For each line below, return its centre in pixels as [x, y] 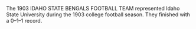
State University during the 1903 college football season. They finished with [98, 14]
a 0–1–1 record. [24, 21]
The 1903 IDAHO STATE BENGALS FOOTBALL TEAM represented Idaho [93, 8]
